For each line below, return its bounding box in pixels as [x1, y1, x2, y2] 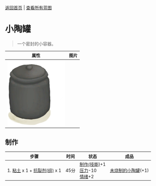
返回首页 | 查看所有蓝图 [5, 5, 52, 10]
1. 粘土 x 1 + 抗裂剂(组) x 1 [7, 167, 62, 173]
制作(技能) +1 [79, 161, 106, 167]
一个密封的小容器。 [17, 41, 56, 46]
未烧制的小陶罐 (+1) [110, 167, 149, 173]
